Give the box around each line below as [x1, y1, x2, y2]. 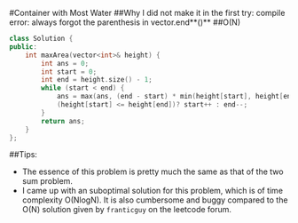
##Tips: [9, 149, 38, 160]
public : [9, 42, 38, 52]
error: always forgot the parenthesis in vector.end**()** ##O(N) [9, 17, 241, 28]
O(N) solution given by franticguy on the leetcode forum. [21, 204, 232, 215]
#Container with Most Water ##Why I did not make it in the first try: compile [9, 8, 286, 18]
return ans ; [41, 116, 86, 125]
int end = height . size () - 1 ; [41, 76, 153, 84]
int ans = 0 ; [41, 59, 90, 68]
